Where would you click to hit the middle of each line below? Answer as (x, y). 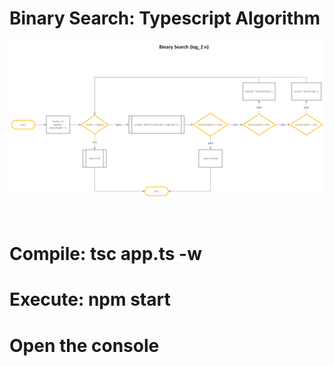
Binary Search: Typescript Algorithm (165, 18)
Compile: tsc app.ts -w (105, 254)
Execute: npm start (90, 299)
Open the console (84, 345)
